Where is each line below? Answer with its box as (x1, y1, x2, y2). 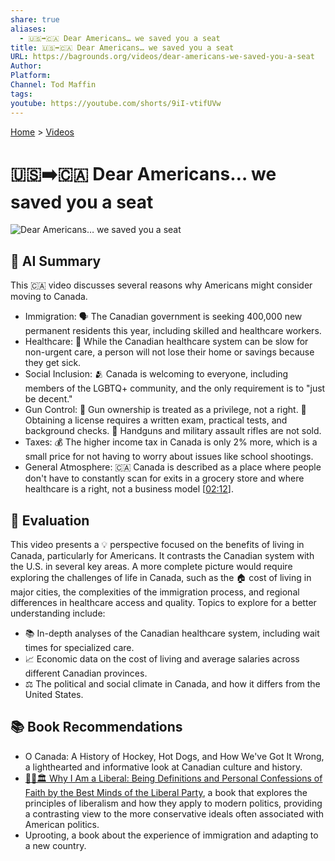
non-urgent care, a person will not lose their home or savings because (24, 346, 315, 358)
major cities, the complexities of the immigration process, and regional (10, 586, 300, 598)
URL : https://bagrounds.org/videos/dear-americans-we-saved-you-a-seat (10, 52, 315, 62)
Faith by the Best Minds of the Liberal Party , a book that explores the (24, 786, 308, 798)
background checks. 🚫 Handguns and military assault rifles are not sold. (24, 425, 322, 437)
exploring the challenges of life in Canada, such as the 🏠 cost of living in (10, 572, 312, 584)
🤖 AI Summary (10, 252, 102, 270)
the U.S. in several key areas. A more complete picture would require (10, 561, 293, 573)
